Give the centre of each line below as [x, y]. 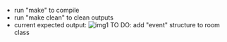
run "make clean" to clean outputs [64, 17]
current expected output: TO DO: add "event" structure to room [117, 25]
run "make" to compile [47, 10]
